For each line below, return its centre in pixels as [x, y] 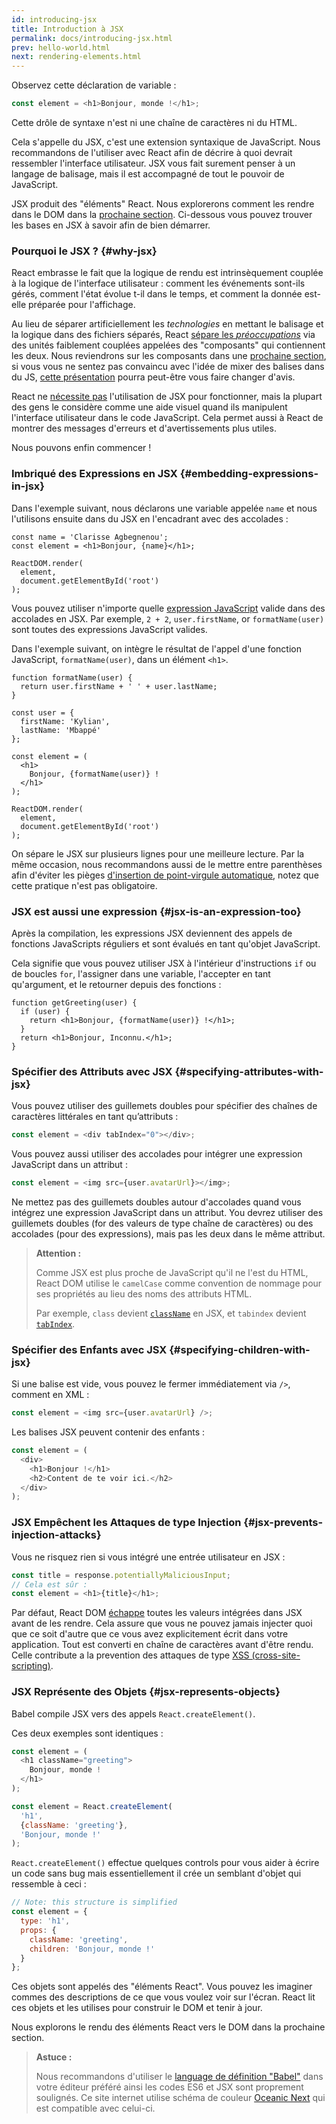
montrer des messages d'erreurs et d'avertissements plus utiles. [144, 428]
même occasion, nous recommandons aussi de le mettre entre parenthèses [167, 864]
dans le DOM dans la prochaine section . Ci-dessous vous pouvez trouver [162, 214]
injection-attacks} [56, 1535]
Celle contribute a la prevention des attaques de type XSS [130, 1655]
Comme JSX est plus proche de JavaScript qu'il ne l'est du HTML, [172, 1272]
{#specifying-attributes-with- [249, 1071]
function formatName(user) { [72, 677]
